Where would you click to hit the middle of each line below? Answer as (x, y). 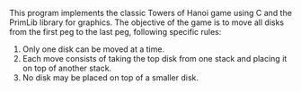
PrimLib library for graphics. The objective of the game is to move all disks (147, 22)
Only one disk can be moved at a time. (93, 49)
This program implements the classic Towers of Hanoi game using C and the (150, 13)
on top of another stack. (67, 68)
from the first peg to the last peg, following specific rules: (115, 32)
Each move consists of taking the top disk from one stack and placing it (155, 59)
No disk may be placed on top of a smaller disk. (111, 78)
